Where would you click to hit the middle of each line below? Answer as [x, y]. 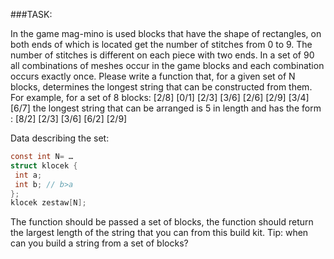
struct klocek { [44, 165]
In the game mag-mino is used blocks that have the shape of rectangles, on [166, 33]
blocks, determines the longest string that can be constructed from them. [161, 87]
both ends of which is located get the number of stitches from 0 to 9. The [161, 44]
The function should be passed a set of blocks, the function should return [162, 222]
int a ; [28, 175]
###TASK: [31, 14]
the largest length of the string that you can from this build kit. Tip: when [159, 233]
